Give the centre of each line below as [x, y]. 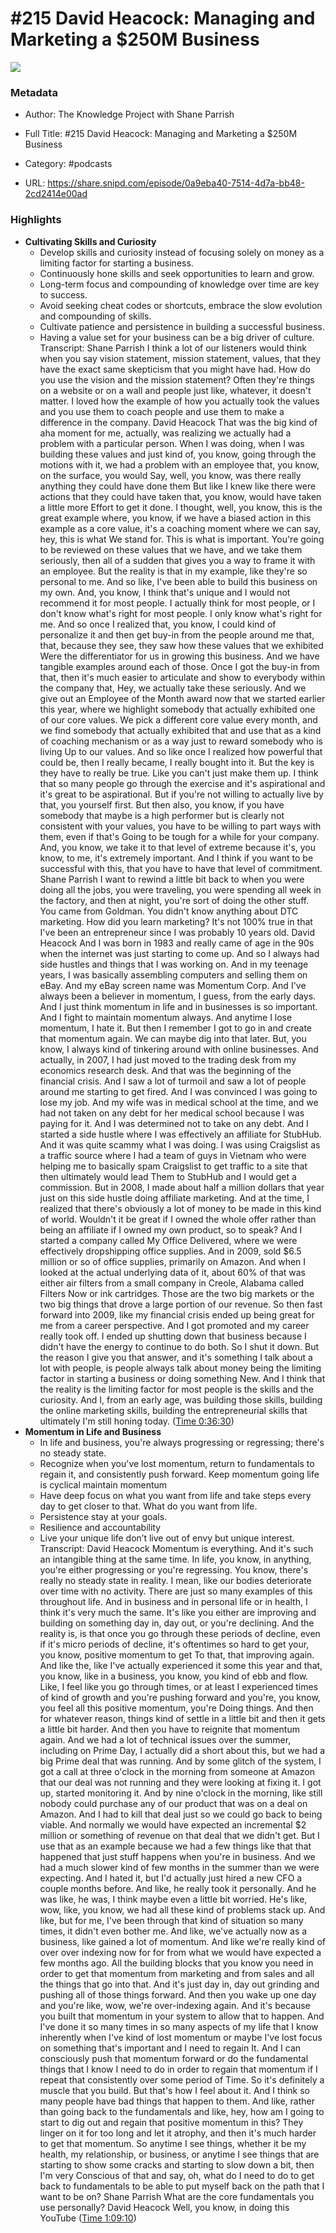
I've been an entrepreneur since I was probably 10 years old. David [177, 932]
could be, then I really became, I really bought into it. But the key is [177, 762]
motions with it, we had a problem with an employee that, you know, [179, 464]
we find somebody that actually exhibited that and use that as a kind [180, 730]
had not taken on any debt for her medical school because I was [172, 1113]
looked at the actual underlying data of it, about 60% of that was [172, 1272]
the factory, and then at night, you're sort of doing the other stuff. [174, 900]
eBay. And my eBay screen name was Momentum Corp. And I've [173, 985]
